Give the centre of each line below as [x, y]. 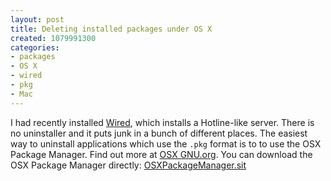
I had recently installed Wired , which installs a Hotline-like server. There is [162, 122]
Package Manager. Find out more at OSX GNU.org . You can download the [161, 154]
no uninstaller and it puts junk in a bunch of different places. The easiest [159, 133]
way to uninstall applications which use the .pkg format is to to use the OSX [166, 143]
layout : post [37, 19]
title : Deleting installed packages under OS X [111, 29]
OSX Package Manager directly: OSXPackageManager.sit [128, 165]
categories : [35, 47]
